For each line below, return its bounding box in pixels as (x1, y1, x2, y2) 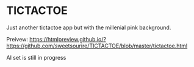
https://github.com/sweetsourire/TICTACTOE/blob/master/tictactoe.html (6, 42, 188, 49)
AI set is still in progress (6, 54, 66, 61)
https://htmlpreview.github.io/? (29, 35, 107, 43)
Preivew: (6, 35, 29, 43)
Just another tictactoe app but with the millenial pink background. (6, 24, 171, 31)
